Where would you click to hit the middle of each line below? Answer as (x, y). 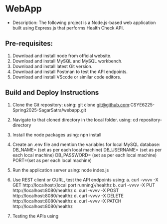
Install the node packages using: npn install (57, 134)
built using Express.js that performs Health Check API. (68, 27)
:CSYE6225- (142, 104)
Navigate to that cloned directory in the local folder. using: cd (75, 119)
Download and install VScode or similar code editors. (67, 77)
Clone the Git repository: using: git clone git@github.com (71, 104)
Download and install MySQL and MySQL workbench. (67, 61)
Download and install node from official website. (62, 55)
